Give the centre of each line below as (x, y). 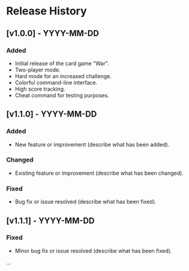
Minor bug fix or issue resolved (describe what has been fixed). (93, 251)
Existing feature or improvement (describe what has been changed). (99, 173)
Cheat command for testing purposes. (62, 95)
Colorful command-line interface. (56, 82)
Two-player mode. (38, 70)
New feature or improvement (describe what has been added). (92, 144)
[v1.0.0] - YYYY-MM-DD (52, 33)
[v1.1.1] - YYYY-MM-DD (50, 221)
